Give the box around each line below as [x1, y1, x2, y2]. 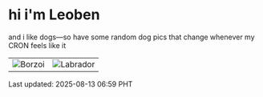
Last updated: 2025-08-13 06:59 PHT [8, 79, 133, 89]
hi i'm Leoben [8, 6, 100, 24]
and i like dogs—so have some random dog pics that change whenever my [8, 32, 255, 42]
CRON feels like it [8, 40, 67, 50]
